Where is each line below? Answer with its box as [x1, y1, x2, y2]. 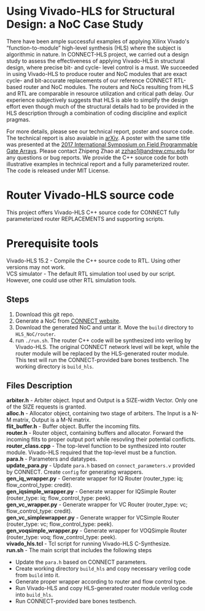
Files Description [6, 380, 72, 391]
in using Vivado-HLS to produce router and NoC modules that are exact [6, 70, 187, 77]
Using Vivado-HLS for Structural [6, 4, 175, 18]
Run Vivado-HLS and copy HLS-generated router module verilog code [15, 585, 193, 592]
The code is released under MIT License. [6, 167, 110, 174]
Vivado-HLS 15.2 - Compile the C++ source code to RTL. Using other [6, 256, 181, 264]
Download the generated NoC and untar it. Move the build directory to [15, 323, 194, 331]
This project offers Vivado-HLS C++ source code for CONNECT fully [6, 209, 180, 216]
